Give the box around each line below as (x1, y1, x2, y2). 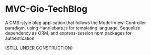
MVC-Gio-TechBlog (5, 3, 88, 15)
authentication (5, 35, 35, 41)
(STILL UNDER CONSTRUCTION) (5, 45, 73, 51)
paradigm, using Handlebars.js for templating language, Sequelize (5, 25, 141, 30)
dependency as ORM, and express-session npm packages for (5, 30, 132, 36)
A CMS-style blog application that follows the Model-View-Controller (5, 20, 146, 26)
